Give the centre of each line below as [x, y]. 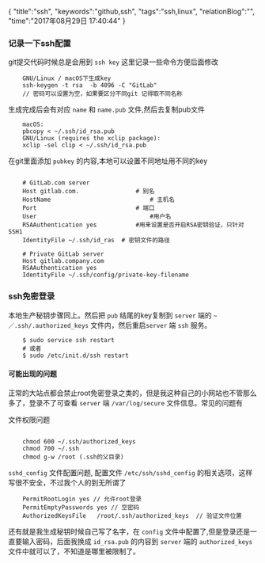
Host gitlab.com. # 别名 [89, 192]
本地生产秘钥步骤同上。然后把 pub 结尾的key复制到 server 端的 [110, 315]
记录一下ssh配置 [40, 43]
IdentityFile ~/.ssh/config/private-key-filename [106, 275]
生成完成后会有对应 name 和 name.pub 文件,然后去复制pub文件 [107, 109]
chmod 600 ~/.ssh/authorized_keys [79, 441]
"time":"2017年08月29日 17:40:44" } [67, 21]
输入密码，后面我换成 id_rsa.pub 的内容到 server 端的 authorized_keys [137, 541]
